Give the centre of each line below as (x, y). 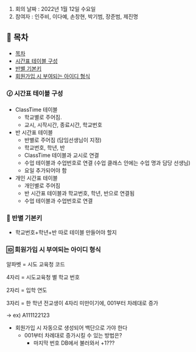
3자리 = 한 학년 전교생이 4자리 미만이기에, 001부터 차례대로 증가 (82, 303)
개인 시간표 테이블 (36, 178)
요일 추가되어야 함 (45, 171)
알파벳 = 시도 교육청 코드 (36, 264)
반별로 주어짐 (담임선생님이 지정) (63, 140)
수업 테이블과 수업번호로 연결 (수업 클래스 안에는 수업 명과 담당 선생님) (107, 163)
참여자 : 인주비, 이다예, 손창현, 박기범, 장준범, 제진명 (77, 16)
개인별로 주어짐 (42, 186)
